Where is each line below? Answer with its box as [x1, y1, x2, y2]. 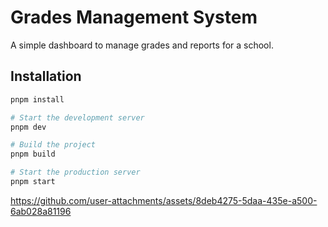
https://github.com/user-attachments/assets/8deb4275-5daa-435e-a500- [10, 194, 318, 206]
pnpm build [10, 149, 56, 160]
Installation [10, 68, 82, 85]
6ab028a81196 [10, 205, 72, 217]
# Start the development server [10, 112, 145, 123]
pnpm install [10, 94, 65, 105]
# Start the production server [10, 167, 141, 178]
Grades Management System [10, 6, 258, 29]
